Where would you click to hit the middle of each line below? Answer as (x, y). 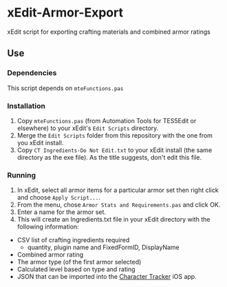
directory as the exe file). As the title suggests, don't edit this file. (109, 157)
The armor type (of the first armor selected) (79, 262)
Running (22, 175)
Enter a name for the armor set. (62, 212)
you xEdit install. (40, 142)
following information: (48, 227)
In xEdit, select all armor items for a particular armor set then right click (118, 190)
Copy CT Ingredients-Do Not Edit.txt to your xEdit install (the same (115, 150)
